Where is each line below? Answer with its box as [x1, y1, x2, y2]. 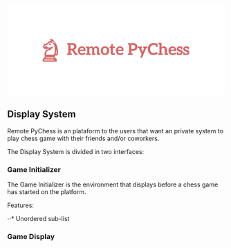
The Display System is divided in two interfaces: [7, 147, 145, 155]
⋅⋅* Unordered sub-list [7, 215, 70, 223]
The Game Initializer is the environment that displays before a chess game [7, 180, 219, 189]
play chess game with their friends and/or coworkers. [7, 134, 160, 142]
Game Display [7, 232, 55, 242]
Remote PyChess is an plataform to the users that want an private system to [7, 126, 223, 135]
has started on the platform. [7, 188, 86, 196]
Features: [7, 201, 35, 209]
